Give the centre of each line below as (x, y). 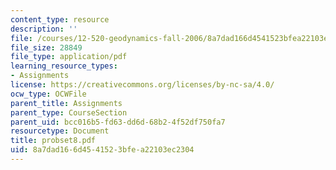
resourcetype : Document (60, 131)
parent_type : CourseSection (69, 112)
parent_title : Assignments (66, 103)
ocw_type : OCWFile (48, 94)
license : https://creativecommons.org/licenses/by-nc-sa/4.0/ (142, 85)
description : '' (44, 29)
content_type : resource (60, 19)
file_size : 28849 (46, 47)
